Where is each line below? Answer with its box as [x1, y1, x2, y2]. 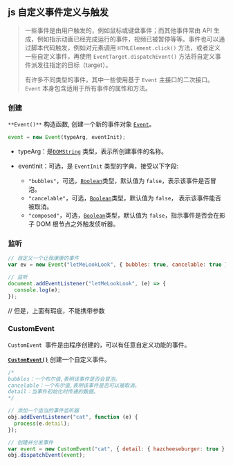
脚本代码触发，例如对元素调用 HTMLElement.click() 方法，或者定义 [30, 44, 221, 52]
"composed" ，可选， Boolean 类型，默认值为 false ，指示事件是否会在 [28, 211, 220, 219]
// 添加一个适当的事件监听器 [8, 407, 80, 415]
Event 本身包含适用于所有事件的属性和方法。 [24, 84, 151, 92]
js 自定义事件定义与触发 [8, 6, 109, 19]
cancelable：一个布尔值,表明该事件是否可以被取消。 [8, 382, 140, 389]
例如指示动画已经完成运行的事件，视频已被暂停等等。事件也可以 [37, 35, 219, 43]
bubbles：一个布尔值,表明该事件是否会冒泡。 [8, 375, 120, 382]
